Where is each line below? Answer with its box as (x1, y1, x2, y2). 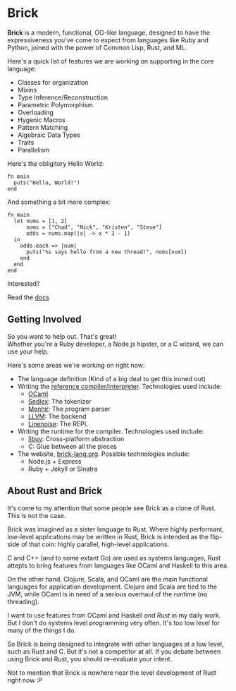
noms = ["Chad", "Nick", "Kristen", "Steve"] (25, 224, 162, 231)
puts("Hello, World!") (13, 179, 80, 186)
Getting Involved (7, 313, 82, 325)
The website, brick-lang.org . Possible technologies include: (17, 450, 190, 458)
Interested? (7, 279, 40, 287)
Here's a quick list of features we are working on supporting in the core (7, 56, 214, 65)
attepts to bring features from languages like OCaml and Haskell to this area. (7, 561, 229, 570)
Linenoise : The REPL (27, 419, 88, 428)
